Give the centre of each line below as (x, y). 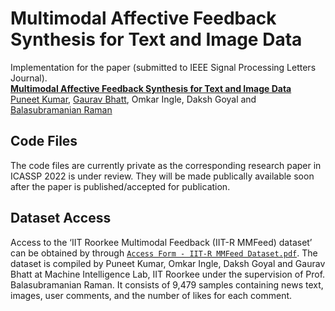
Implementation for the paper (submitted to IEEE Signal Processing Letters (163, 67)
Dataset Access (61, 218)
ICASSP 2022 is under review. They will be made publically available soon (162, 176)
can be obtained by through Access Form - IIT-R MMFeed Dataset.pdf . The (164, 253)
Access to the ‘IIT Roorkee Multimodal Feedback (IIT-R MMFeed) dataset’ (161, 242)
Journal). (29, 78)
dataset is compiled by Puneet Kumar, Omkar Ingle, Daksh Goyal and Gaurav (168, 263)
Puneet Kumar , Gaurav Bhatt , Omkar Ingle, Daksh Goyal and (133, 99)
